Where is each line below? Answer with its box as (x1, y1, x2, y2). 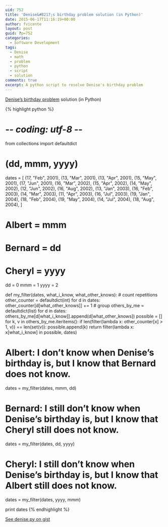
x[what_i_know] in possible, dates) (5, 329, 77, 335)
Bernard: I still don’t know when (5, 402, 141, 414)
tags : (5, 45, 17, 50)
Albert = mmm (5, 219, 67, 230)
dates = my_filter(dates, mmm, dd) (5, 385, 77, 391)
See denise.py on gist (5, 516, 50, 522)
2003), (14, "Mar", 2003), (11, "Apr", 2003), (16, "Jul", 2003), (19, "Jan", (5, 191, 151, 197)
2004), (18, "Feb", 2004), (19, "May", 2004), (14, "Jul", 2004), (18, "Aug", (5, 196, 155, 202)
